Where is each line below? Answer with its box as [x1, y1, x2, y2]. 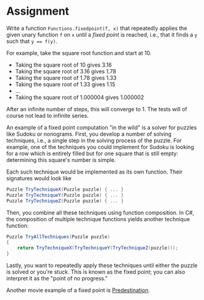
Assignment [6, 4, 69, 18]
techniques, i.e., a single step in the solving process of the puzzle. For [6, 136, 182, 144]
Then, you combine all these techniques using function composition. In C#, [6, 209, 195, 216]
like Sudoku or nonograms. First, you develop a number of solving [6, 130, 172, 137]
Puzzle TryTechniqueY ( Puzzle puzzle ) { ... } [6, 192, 124, 198]
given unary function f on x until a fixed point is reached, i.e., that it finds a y [6, 31, 198, 38]
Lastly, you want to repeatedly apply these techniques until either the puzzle [6, 262, 198, 269]
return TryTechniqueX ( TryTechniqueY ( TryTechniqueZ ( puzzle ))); [17, 245, 178, 251]
